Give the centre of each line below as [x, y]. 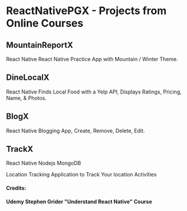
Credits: [16, 188]
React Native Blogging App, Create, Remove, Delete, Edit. [76, 130]
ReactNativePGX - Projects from [86, 11]
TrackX [20, 149]
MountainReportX [40, 45]
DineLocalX [28, 78]
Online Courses [45, 23]
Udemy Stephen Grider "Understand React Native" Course [79, 202]
